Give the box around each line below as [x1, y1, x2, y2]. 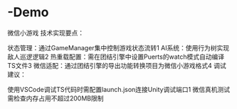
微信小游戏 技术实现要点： [7, 28, 84, 37]
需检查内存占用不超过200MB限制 [7, 93, 105, 103]
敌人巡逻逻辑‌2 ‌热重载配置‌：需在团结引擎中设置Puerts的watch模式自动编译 [7, 52, 225, 61]
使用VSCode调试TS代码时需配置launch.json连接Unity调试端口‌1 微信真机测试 [7, 85, 231, 93]
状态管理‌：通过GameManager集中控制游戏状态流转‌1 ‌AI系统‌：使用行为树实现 [7, 43, 230, 52]
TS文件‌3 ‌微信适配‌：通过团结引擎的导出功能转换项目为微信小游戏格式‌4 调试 [7, 61, 226, 69]
